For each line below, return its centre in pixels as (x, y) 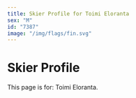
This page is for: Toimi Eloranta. (53, 87)
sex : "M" (20, 20)
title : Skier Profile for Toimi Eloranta (68, 14)
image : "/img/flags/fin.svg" (50, 33)
